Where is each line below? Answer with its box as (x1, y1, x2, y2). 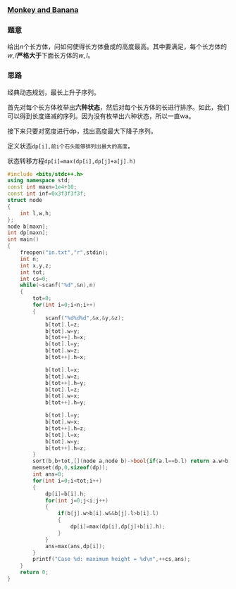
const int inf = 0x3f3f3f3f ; (7, 190, 87, 198)
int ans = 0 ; (32, 471, 65, 478)
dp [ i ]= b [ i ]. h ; (44, 490, 87, 498)
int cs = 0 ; (20, 275, 49, 282)
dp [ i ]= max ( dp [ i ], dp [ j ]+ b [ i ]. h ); (70, 523, 166, 531)
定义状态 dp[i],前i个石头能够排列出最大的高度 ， (7, 141, 134, 150)
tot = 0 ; (32, 295, 52, 302)
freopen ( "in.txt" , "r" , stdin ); (20, 249, 109, 256)
